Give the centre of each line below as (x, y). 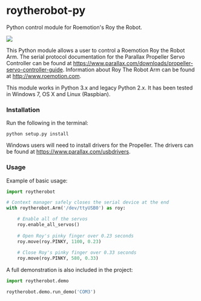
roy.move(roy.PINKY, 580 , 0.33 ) (58, 258)
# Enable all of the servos (52, 219)
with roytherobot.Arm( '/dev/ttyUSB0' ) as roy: (66, 208)
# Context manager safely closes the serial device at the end (88, 202)
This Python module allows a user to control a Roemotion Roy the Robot (96, 50)
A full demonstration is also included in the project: (70, 270)
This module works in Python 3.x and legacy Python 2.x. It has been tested (100, 88)
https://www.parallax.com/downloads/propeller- (133, 63)
